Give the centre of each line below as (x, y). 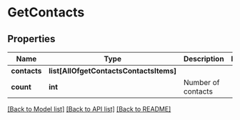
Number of (201, 82)
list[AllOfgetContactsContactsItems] (113, 71)
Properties (31, 39)
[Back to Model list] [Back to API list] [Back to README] (89, 109)
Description (204, 59)
